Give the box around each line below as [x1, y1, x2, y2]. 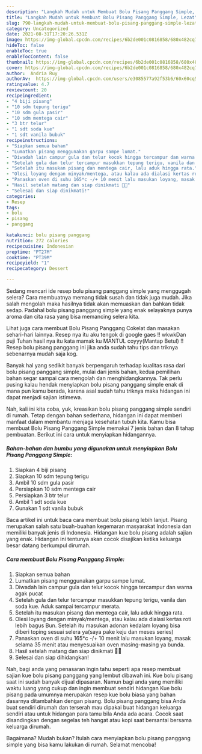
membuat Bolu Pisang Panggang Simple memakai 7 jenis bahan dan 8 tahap [6, 425, 195, 432]
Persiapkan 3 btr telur [14, 491, 69, 499]
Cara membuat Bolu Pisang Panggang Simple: [6, 556, 125, 563]
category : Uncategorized [6, 25, 69, 32]
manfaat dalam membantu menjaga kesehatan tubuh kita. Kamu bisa [6, 418, 176, 425]
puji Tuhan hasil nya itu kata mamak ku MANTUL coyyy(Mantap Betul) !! [6, 337, 184, 345]
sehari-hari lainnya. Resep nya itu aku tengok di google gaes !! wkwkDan [6, 331, 186, 338]
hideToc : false [6, 43, 44, 49]
